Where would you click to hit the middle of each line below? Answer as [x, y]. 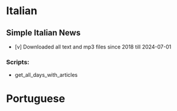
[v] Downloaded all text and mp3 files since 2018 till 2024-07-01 [93, 47]
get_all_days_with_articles [46, 75]
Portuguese [36, 99]
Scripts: [18, 62]
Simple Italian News [44, 33]
